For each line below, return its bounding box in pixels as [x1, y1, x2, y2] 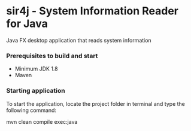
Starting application [6, 87, 65, 95]
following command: [6, 106, 57, 114]
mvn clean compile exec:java [6, 118, 78, 125]
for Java [6, 17, 48, 31]
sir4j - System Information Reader [6, 4, 178, 18]
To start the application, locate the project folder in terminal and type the [6, 100, 186, 107]
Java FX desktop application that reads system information [6, 36, 151, 44]
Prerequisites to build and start [6, 51, 98, 60]
